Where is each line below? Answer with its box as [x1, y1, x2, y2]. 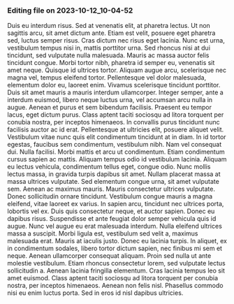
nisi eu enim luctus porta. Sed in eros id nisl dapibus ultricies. [7, 289, 184, 297]
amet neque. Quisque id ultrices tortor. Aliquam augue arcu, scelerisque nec [7, 66, 227, 75]
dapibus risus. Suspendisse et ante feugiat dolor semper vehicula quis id [7, 215, 217, 223]
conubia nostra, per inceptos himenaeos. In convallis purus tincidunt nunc [7, 118, 220, 126]
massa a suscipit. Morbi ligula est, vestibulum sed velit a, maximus [7, 229, 198, 238]
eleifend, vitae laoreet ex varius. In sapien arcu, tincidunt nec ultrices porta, [7, 200, 224, 208]
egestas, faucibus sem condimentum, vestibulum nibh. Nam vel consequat [7, 140, 222, 149]
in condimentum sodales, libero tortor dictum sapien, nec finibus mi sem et [7, 244, 222, 253]
